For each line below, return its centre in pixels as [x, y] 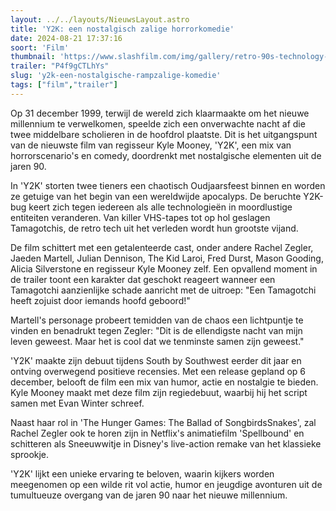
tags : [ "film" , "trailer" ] [64, 85]
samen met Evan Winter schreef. [77, 403]
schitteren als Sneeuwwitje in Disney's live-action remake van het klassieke [166, 443]
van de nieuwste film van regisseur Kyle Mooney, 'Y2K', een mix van [151, 145]
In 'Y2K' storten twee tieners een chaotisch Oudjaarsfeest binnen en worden [168, 185]
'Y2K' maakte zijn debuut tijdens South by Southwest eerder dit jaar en [156, 360]
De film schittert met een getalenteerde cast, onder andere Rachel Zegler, [162, 247]
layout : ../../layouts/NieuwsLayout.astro [100, 19]
